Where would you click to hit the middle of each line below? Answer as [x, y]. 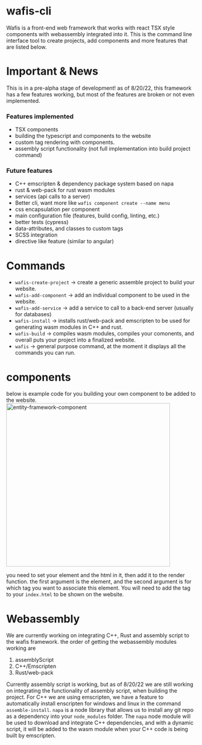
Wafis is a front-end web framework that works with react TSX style [90, 28]
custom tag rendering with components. [65, 142]
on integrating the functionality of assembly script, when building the [92, 691]
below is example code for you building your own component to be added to [101, 394]
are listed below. [27, 47]
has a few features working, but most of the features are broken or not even [100, 94]
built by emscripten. [31, 735]
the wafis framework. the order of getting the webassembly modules [91, 642]
